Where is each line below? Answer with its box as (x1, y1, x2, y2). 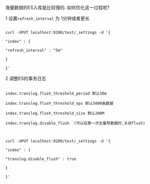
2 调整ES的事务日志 (5, 76, 46, 81)
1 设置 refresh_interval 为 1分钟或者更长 (5, 15, 90, 21)
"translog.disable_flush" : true (5, 156, 77, 162)
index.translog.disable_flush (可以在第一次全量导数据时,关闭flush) (5, 121, 145, 126)
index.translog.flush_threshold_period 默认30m (5, 91, 107, 96)
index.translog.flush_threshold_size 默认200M (5, 111, 105, 116)
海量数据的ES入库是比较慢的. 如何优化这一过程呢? (5, 5, 110, 10)
